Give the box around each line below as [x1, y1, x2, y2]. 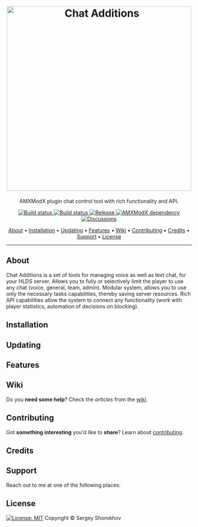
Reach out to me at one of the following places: [6, 482, 121, 489]
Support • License [77, 233, 121, 240]
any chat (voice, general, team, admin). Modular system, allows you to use [6, 284, 187, 291]
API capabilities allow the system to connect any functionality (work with [6, 296, 182, 304]
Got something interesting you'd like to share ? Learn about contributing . [6, 428, 184, 435]
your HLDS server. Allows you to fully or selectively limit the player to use [6, 278, 184, 285]
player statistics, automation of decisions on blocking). [6, 302, 139, 310]
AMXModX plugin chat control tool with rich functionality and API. [19, 197, 179, 204]
